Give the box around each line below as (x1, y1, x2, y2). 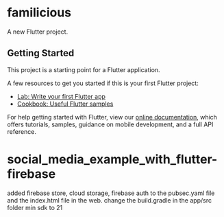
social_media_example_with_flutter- (7, 151, 218, 167)
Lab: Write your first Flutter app (16, 92, 106, 100)
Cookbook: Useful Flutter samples (16, 100, 114, 108)
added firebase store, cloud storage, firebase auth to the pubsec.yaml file (7, 189, 215, 197)
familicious (7, 5, 72, 21)
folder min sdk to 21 (7, 203, 63, 212)
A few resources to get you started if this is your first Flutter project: (7, 79, 199, 87)
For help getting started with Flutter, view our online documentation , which (7, 113, 218, 121)
